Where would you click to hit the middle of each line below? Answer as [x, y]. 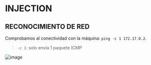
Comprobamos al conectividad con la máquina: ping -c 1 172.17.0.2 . [76, 38]
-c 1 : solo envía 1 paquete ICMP [50, 48]
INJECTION [29, 9]
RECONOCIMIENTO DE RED [47, 27]
